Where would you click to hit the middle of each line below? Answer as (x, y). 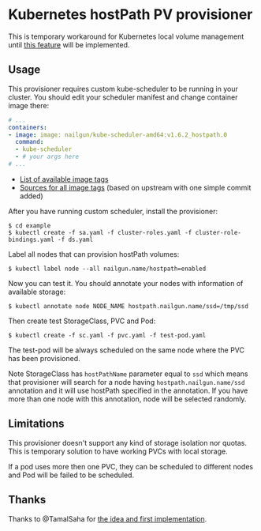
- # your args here (47, 157)
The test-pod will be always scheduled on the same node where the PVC (127, 350)
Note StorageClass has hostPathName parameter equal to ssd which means (128, 374)
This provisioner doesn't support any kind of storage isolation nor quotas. (127, 442)
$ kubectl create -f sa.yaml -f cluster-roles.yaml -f (100, 232)
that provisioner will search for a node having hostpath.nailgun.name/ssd (127, 382)
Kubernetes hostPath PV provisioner (130, 15)
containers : (28, 127)
